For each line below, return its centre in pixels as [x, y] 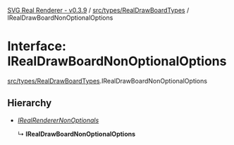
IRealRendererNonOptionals [58, 120]
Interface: [37, 46]
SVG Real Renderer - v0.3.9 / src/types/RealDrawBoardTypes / [98, 10]
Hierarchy [30, 103]
